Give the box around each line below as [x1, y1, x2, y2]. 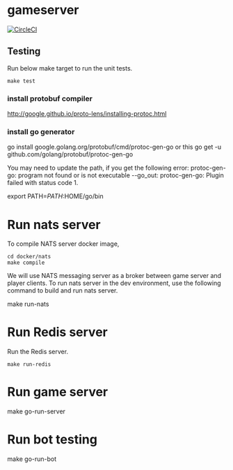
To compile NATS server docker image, [7, 240, 120, 248]
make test [7, 78, 36, 85]
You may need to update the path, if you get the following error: [7, 163, 189, 172]
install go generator [7, 126, 75, 136]
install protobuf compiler [7, 94, 93, 103]
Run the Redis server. [7, 348, 68, 356]
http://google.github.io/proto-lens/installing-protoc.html [7, 110, 167, 118]
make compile [7, 259, 45, 267]
